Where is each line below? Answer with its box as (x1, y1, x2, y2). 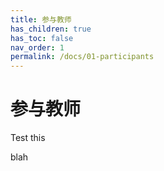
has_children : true (10, 24, 92, 34)
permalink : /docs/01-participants (10, 52, 155, 62)
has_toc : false (10, 33, 74, 43)
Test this (10, 132, 46, 144)
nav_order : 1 (10, 42, 65, 53)
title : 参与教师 (10, 14, 72, 25)
